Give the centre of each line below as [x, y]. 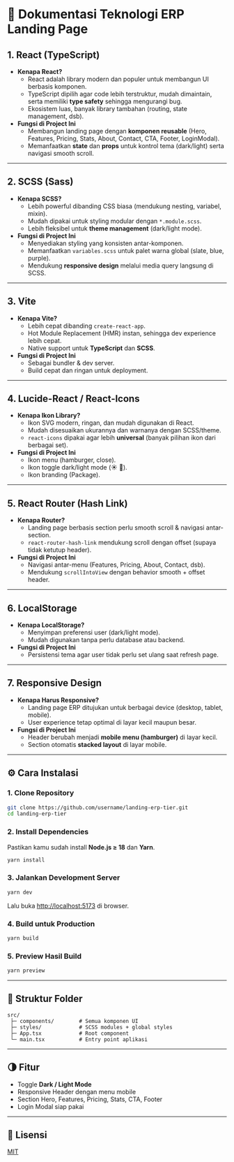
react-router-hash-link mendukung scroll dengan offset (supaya [122, 543]
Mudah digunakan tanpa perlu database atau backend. [106, 640]
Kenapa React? [40, 72]
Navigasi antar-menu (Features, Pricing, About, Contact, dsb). [116, 565]
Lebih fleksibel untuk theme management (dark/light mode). [115, 228]
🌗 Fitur [24, 1067]
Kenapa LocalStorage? [51, 625]
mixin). [37, 213]
